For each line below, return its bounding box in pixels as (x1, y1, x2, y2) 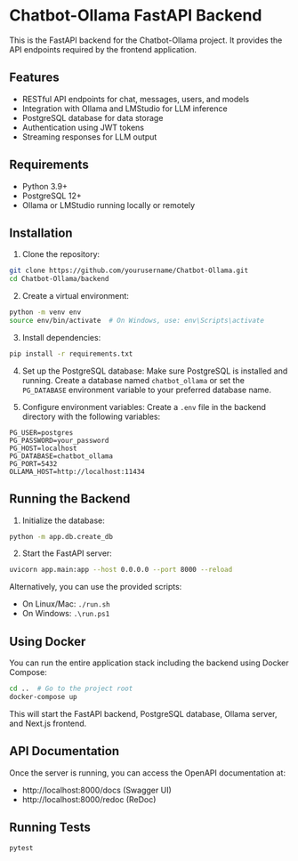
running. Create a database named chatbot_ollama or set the (21, 374, 245, 385)
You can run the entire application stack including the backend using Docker (9, 657, 289, 668)
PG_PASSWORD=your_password (9, 436, 109, 445)
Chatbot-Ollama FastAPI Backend (9, 5, 262, 26)
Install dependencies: (21, 332, 101, 342)
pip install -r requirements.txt (9, 349, 133, 358)
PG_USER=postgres (9, 428, 74, 437)
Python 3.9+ (21, 181, 68, 191)
